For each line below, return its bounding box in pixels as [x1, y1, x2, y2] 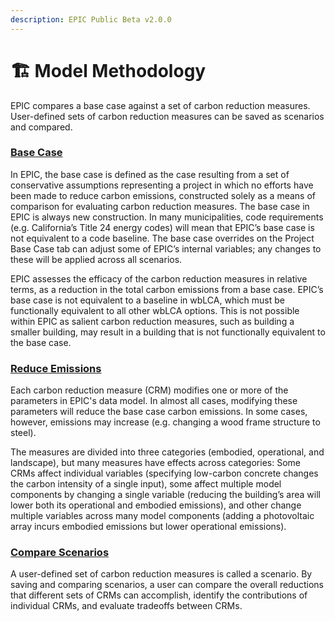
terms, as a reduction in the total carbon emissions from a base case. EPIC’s [10, 283, 324, 295]
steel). [10, 427, 37, 439]
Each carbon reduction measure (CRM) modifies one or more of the [10, 384, 289, 396]
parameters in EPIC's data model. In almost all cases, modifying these [10, 395, 298, 407]
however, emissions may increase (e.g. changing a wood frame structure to [10, 416, 321, 428]
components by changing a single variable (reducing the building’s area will [10, 489, 321, 501]
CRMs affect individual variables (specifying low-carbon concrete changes [10, 467, 319, 480]
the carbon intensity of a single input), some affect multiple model [10, 478, 282, 490]
